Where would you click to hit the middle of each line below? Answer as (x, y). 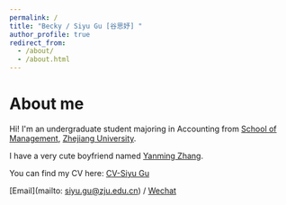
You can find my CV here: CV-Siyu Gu (80, 173)
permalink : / (34, 18)
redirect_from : (38, 43)
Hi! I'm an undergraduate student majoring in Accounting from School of (143, 129)
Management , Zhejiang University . (73, 138)
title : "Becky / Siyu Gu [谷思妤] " (76, 26)
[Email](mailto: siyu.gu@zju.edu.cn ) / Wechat (93, 191)
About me (47, 104)
